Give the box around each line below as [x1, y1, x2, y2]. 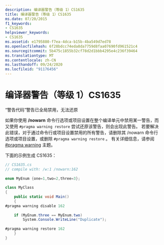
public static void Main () [14, 194, 69, 200]
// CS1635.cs [5, 162, 32, 167]
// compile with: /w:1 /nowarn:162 [5, 167, 78, 172]
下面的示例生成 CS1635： [5, 152, 57, 158]
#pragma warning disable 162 [5, 203, 65, 209]
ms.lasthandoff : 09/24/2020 [5, 62, 63, 67]
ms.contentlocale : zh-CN [5, 58, 56, 63]
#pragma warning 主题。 [5, 141, 56, 148]
